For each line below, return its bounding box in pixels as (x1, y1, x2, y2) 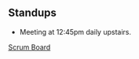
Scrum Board (8, 42, 51, 52)
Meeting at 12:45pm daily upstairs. (19, 27, 132, 36)
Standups (8, 6, 57, 20)
